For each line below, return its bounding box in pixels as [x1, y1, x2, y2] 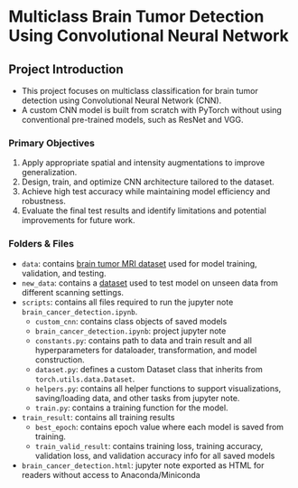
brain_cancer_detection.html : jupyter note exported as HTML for [21, 459, 265, 471]
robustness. [21, 196, 67, 207]
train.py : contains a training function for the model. [34, 402, 228, 413]
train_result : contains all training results [21, 411, 175, 422]
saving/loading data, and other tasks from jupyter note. [34, 392, 240, 403]
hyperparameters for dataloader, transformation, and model [34, 344, 257, 355]
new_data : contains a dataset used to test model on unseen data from [21, 277, 279, 288]
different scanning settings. [21, 286, 124, 297]
